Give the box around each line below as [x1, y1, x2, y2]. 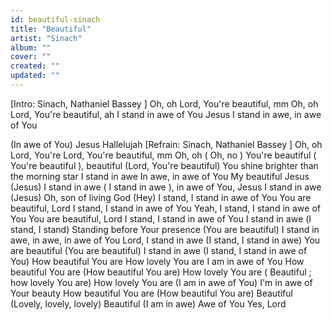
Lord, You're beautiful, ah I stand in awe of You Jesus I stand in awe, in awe [10, 108, 322, 120]
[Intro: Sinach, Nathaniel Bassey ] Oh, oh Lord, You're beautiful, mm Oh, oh [10, 97, 319, 110]
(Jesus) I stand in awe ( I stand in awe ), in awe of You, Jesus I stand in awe [10, 181, 322, 193]
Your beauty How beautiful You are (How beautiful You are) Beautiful [10, 287, 293, 299]
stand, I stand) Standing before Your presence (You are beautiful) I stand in [10, 223, 320, 235]
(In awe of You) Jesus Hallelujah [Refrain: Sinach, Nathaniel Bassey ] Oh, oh [10, 138, 323, 150]
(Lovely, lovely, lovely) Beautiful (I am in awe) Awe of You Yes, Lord [10, 297, 287, 310]
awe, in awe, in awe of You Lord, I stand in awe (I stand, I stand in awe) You [10, 234, 321, 246]
